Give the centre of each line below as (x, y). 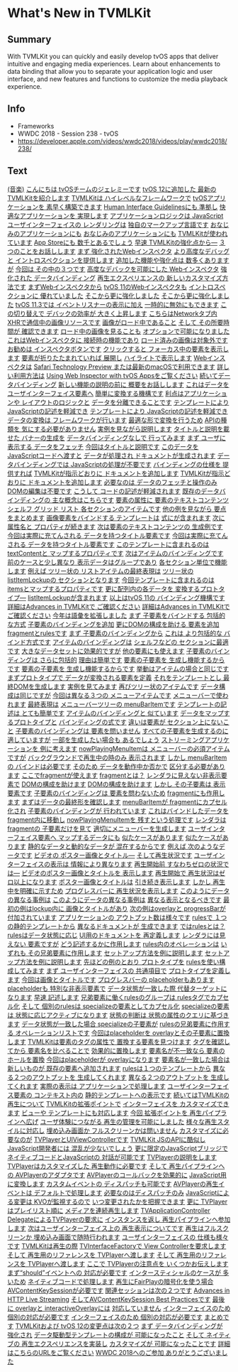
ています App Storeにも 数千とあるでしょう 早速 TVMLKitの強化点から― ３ (117, 242)
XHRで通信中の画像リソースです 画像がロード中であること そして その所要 (115, 322)
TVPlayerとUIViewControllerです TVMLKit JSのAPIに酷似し (120, 1139)
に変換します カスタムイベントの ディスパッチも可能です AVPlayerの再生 (113, 1184)
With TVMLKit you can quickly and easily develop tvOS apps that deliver (113, 56)
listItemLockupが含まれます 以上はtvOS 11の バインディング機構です (126, 598)
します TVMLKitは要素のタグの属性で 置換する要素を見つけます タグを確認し (119, 1042)
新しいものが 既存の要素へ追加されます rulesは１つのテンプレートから (109, 1068)
